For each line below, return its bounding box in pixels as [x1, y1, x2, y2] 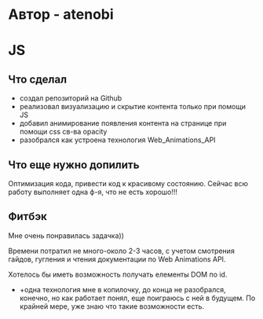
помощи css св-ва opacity [19, 127, 108, 137]
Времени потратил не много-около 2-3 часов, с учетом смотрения [8, 246, 236, 255]
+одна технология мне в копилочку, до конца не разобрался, [19, 284, 226, 294]
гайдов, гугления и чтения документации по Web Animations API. [8, 254, 226, 264]
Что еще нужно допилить [8, 158, 140, 171]
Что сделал [8, 72, 68, 86]
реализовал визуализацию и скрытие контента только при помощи [19, 102, 246, 112]
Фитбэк [8, 210, 47, 223]
